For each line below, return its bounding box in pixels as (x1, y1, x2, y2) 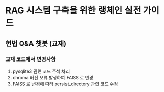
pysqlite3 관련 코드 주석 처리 (12, 68, 70, 74)
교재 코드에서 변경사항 (5, 55, 56, 63)
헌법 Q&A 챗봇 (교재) (5, 39, 67, 48)
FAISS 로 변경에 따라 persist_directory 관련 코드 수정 (12, 81, 118, 87)
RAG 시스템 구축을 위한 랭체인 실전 (5, 5, 141, 16)
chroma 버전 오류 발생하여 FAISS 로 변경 (12, 74, 94, 80)
